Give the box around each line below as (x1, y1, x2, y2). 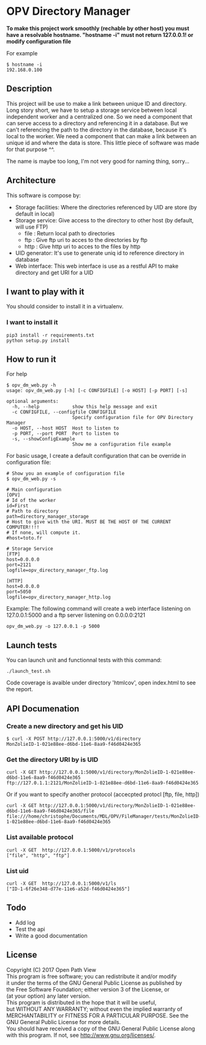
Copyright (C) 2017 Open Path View (6, 966, 96, 973)
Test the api (15, 925, 45, 933)
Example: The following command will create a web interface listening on (6, 605, 191, 613)
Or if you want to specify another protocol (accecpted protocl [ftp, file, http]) (6, 791, 200, 798)
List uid (6, 866, 29, 875)
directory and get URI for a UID (15, 268, 94, 276)
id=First (6, 503, 29, 509)
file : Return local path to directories (24, 229, 115, 237)
